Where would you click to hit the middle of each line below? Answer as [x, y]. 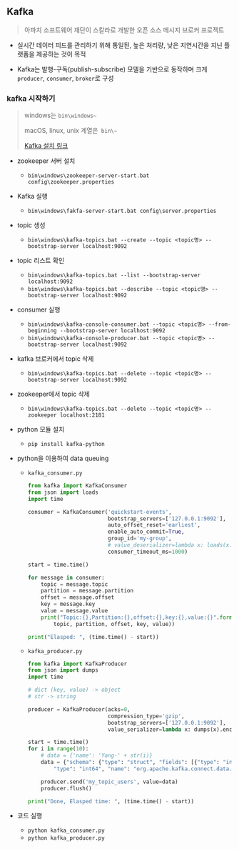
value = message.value [75, 611]
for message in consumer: [66, 577]
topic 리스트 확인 [41, 261]
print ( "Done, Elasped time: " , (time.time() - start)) [111, 801]
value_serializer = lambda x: [149, 729]
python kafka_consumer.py [66, 831]
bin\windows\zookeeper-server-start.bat [88, 176]
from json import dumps [63, 670]
